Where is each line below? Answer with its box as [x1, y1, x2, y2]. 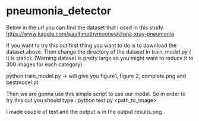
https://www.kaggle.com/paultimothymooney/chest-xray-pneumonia [6, 30, 174, 37]
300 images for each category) [6, 61, 83, 68]
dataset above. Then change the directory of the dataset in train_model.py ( [6, 48, 191, 55]
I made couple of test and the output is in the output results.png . [6, 108, 165, 115]
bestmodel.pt [6, 79, 39, 86]
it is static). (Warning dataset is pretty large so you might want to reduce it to [6, 54, 194, 61]
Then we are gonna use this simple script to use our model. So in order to [6, 90, 186, 97]
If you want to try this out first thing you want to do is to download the [6, 42, 177, 49]
